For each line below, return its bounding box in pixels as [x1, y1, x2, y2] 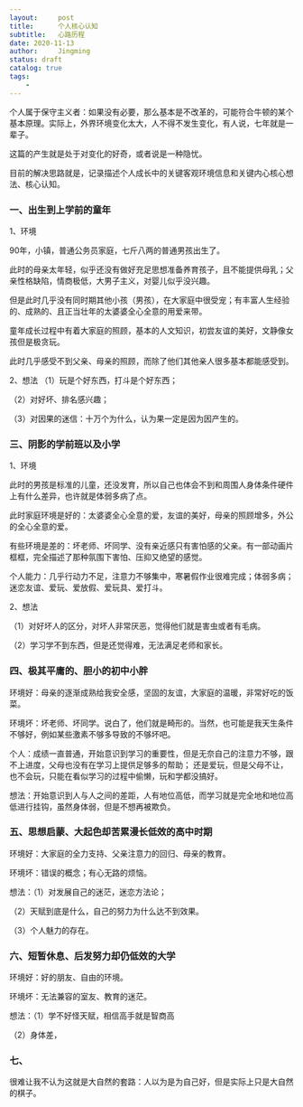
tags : [9, 72, 30, 81]
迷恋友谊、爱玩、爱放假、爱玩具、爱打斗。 [9, 582, 168, 593]
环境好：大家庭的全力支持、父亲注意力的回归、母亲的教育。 [9, 848, 231, 858]
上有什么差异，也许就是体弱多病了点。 [9, 491, 151, 502]
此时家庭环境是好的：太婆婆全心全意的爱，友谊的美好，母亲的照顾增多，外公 [9, 510, 294, 521]
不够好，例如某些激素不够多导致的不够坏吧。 [9, 728, 176, 739]
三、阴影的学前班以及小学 [9, 437, 121, 450]
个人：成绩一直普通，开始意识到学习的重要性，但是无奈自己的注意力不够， [9, 747, 286, 759]
